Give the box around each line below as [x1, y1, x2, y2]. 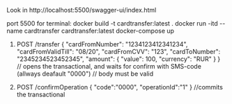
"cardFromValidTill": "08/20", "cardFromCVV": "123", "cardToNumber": [16, 48, 221, 55]
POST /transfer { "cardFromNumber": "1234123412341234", [16, 40, 188, 48]
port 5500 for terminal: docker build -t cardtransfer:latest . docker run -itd [6, 19, 219, 27]
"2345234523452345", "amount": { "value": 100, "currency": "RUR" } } [16, 55, 221, 63]
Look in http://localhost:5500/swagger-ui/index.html [6, 6, 157, 14]
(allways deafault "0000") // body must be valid [16, 69, 154, 78]
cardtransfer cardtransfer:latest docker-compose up [24, 27, 175, 35]
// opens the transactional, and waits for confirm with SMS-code [16, 62, 201, 70]
